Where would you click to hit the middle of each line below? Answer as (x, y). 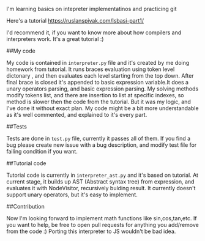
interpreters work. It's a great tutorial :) (55, 39)
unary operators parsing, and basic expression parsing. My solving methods (102, 89)
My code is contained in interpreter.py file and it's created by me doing (98, 63)
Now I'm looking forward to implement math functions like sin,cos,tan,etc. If (102, 218)
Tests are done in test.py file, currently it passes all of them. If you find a (99, 138)
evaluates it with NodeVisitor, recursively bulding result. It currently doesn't (101, 188)
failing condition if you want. (42, 151)
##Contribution (25, 206)
